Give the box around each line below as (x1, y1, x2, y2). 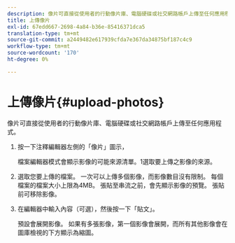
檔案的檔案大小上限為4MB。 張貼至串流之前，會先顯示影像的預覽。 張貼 (17, 181, 225, 189)
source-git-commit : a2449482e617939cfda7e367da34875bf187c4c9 (7, 36, 192, 43)
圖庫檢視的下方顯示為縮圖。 (17, 228, 98, 237)
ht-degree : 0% (7, 56, 49, 63)
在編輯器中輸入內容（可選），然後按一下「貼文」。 (17, 204, 159, 213)
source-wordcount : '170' (7, 50, 80, 57)
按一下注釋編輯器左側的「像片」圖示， (17, 142, 128, 151)
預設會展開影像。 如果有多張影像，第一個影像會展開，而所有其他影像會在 (17, 219, 228, 228)
